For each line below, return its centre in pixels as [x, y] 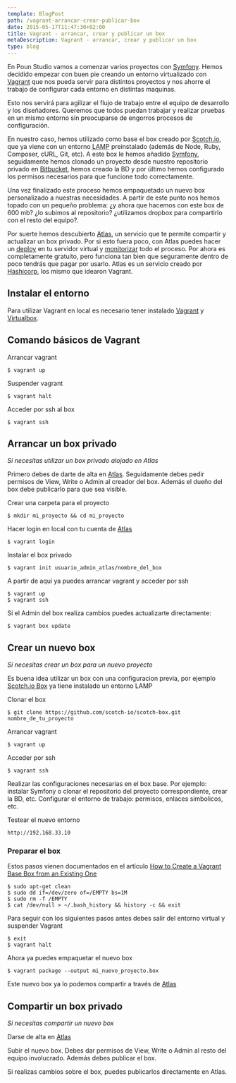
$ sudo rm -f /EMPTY [38, 899]
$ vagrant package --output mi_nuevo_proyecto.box [83, 971]
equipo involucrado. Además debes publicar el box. [82, 1058]
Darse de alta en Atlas [39, 1037]
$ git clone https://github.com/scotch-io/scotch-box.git [94, 713]
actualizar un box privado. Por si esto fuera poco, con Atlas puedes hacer [114, 241]
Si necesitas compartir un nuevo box [61, 1023]
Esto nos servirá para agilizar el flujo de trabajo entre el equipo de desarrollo [118, 103]
